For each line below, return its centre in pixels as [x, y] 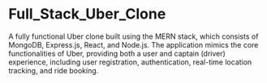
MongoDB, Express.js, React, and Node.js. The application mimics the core [133, 44]
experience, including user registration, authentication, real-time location [130, 62]
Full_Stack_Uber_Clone [87, 14]
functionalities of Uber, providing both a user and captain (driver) [117, 53]
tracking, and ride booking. [54, 70]
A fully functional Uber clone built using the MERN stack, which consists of [133, 36]
